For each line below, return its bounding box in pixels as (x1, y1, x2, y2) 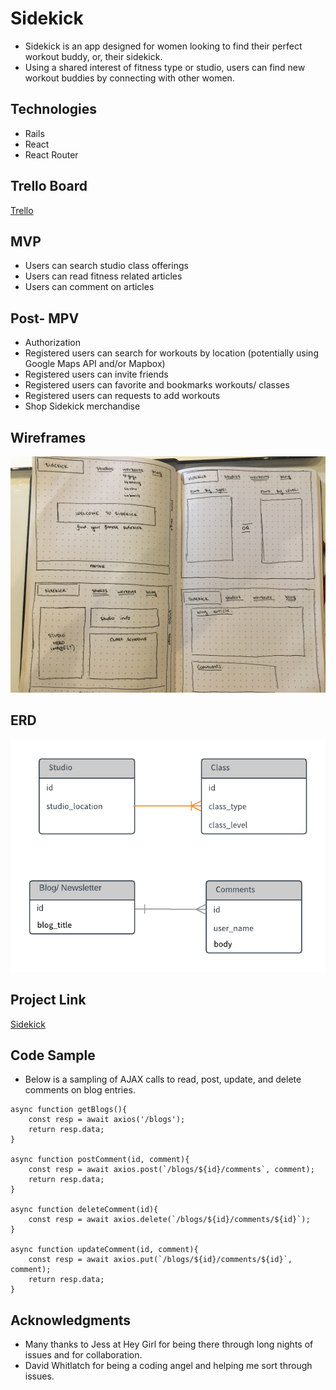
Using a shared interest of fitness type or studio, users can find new (24, 61, 306, 73)
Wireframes (10, 429, 87, 446)
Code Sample (10, 1047, 96, 1064)
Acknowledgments (10, 1312, 132, 1329)
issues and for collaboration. (24, 1349, 143, 1361)
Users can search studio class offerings (24, 260, 189, 272)
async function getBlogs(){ (10, 1105, 128, 1115)
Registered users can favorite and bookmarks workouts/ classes (24, 379, 290, 391)
